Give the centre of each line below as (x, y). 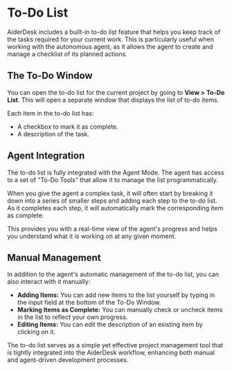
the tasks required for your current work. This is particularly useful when (111, 39)
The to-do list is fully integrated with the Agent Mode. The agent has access (116, 172)
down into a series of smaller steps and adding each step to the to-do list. (112, 200)
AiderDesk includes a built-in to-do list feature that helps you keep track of (114, 32)
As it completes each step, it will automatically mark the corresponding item (115, 208)
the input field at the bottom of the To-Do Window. (89, 302)
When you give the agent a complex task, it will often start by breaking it (110, 193)
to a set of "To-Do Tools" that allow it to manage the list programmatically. (113, 180)
